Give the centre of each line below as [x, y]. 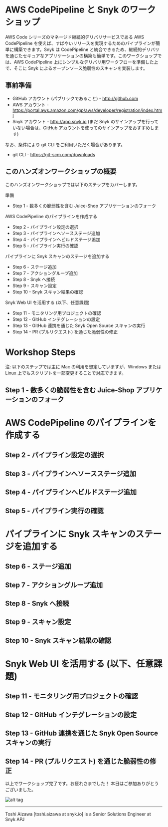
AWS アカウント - [30, 104]
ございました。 [20, 790]
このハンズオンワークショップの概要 [61, 171]
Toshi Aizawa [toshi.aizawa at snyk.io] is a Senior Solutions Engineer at [78, 814]
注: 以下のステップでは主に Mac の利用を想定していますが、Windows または [83, 366]
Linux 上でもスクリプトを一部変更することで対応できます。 [66, 373]
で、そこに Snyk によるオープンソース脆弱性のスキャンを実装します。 [77, 68]
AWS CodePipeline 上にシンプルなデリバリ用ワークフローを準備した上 [86, 62]
